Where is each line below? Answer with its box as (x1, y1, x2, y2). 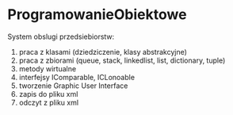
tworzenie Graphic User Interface (18, 81, 128, 90)
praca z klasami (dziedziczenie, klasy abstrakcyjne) (18, 47, 188, 56)
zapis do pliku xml (18, 89, 78, 98)
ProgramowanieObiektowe (7, 6, 187, 24)
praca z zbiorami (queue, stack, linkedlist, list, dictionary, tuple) (18, 56, 226, 65)
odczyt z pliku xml (18, 98, 79, 107)
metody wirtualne (18, 63, 77, 73)
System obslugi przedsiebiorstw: (7, 32, 115, 41)
